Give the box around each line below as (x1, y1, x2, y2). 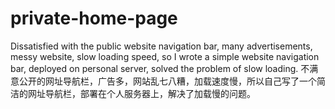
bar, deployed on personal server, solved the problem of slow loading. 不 (10, 62, 310, 74)
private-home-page (10, 7, 178, 30)
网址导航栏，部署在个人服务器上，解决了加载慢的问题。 (27, 87, 256, 99)
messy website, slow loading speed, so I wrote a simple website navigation (10, 50, 320, 62)
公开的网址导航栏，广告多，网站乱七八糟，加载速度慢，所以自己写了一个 (18, 75, 317, 87)
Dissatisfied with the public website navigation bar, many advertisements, (10, 40, 313, 52)
